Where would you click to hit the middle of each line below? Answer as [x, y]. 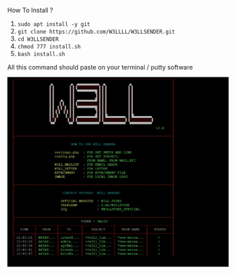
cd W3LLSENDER [38, 39]
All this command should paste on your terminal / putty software [100, 67]
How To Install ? [31, 10]
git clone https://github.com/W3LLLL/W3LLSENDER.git [96, 32]
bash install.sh [41, 54]
